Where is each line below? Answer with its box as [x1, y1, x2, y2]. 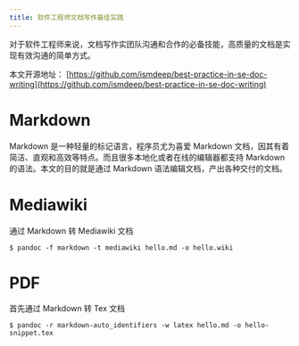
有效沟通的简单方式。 [16, 50, 96, 61]
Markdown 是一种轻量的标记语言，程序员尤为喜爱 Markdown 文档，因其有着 [9, 140, 290, 152]
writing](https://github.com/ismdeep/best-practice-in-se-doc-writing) [9, 78, 267, 89]
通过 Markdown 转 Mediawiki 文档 [9, 225, 134, 236]
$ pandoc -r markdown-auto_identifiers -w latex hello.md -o [9, 321, 242, 330]
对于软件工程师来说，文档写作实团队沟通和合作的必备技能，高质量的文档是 [9, 38, 283, 49]
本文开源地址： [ [9, 69, 70, 79]
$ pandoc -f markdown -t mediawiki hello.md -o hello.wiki [9, 243, 234, 252]
